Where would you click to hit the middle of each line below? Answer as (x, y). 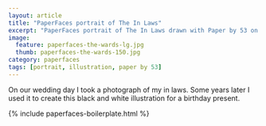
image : (19, 38)
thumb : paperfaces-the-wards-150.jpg (78, 52)
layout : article (35, 15)
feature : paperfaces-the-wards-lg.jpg (80, 45)
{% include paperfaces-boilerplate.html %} (79, 113)
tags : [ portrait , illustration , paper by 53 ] (85, 67)
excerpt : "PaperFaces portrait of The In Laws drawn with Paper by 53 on (133, 30)
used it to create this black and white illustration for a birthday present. (124, 98)
